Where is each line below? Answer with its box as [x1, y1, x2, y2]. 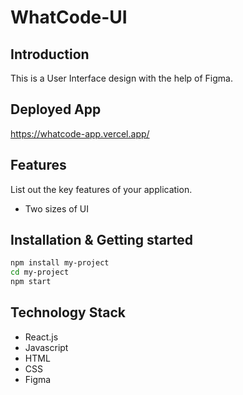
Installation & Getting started [10, 232, 194, 249]
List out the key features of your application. [10, 183, 193, 195]
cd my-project [10, 267, 70, 278]
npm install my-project [10, 258, 110, 268]
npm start [10, 277, 52, 287]
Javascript [24, 341, 69, 353]
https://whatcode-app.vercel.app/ [10, 127, 150, 140]
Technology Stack [10, 304, 126, 321]
